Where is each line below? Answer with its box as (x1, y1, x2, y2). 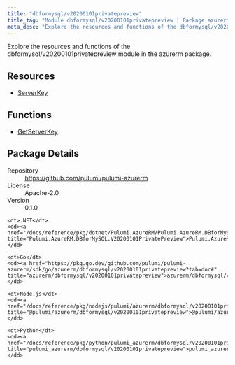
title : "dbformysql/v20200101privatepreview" (7, 10, 142, 17)
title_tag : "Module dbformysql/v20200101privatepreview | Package (7, 17, 205, 24)
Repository (7, 166, 38, 175)
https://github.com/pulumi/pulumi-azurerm (24, 173, 148, 182)
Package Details (7, 148, 79, 159)
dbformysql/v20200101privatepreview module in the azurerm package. (7, 50, 212, 58)
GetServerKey (17, 127, 58, 136)
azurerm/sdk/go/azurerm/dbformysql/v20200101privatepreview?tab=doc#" (7, 266, 218, 273)
